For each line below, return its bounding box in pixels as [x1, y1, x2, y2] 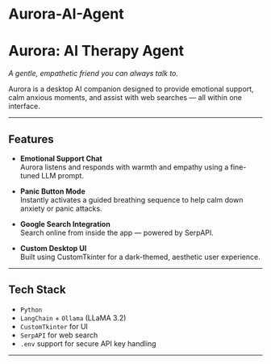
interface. [8, 102, 40, 111]
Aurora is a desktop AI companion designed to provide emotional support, [8, 84, 254, 94]
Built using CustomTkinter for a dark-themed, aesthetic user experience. [19, 252, 261, 261]
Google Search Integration [19, 219, 110, 228]
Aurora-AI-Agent [8, 5, 124, 23]
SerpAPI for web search [19, 330, 98, 340]
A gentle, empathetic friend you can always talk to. [8, 69, 179, 78]
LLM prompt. [41, 170, 85, 180]
